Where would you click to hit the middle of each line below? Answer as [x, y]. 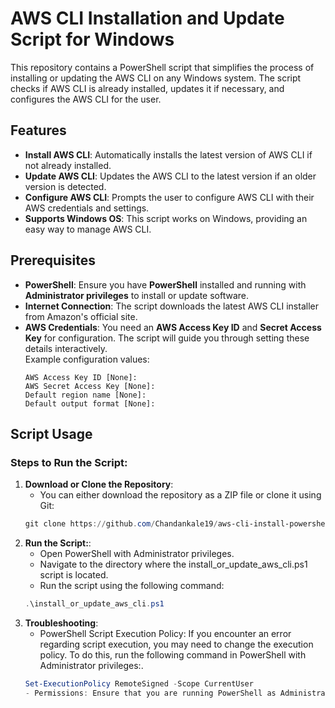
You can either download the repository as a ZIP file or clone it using [180, 495]
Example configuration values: [87, 359]
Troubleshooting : [61, 623]
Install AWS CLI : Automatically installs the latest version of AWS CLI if [168, 154]
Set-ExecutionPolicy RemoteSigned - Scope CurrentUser [139, 684]
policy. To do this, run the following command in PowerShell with [173, 655]
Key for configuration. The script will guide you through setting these [167, 338]
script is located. [74, 575]
